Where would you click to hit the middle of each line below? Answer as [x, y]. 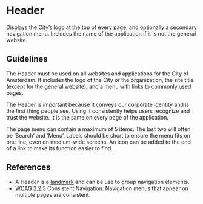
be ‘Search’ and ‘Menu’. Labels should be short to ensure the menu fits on [98, 135]
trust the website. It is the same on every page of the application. [87, 117]
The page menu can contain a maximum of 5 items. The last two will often [98, 129]
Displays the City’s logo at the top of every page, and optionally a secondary [101, 27]
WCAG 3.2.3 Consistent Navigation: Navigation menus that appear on [102, 188]
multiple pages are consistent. [53, 194]
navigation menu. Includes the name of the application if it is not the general [101, 33]
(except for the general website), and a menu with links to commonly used [99, 86]
